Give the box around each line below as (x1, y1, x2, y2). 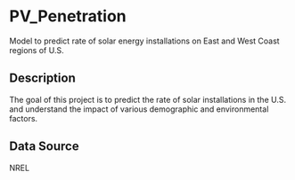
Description (9, 71, 76, 86)
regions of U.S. (9, 44, 64, 55)
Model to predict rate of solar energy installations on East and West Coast (9, 35, 280, 46)
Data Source (9, 139, 79, 154)
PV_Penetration (9, 6, 127, 27)
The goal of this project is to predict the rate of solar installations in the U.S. (9, 94, 287, 105)
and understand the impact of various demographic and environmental (9, 104, 269, 114)
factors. (9, 113, 38, 123)
